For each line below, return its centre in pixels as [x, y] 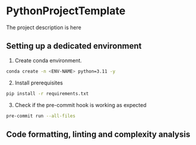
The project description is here [44, 27]
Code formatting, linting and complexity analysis [98, 134]
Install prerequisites [39, 83]
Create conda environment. [48, 60]
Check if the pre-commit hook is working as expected [80, 105]
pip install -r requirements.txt [48, 93]
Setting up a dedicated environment [74, 46]
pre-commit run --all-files [41, 116]
